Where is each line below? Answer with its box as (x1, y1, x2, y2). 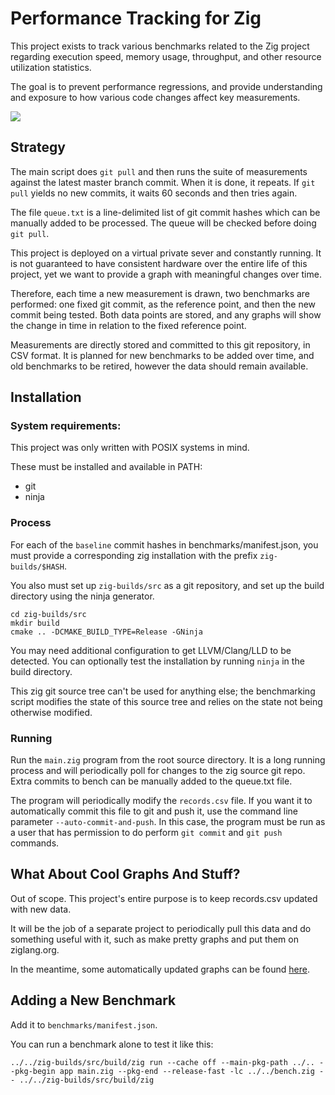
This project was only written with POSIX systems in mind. (10, 442, 250, 454)
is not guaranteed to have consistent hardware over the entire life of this (10, 257, 308, 269)
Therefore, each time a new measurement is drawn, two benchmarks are (10, 287, 311, 299)
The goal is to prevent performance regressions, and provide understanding (10, 80, 323, 92)
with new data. (10, 903, 72, 915)
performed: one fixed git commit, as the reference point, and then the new (10, 298, 317, 310)
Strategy (10, 139, 66, 156)
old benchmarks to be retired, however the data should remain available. (10, 360, 309, 372)
